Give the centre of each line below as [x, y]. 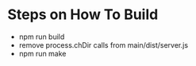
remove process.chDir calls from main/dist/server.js [103, 45]
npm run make [42, 53]
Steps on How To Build [83, 15]
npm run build [42, 37]
